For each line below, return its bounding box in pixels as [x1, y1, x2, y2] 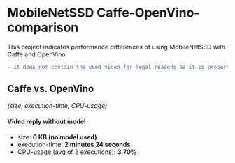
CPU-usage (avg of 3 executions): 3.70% [17, 148, 138, 156]
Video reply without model [7, 117, 86, 126]
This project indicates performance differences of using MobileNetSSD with [7, 42, 226, 51]
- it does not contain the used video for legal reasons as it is [7, 63, 205, 70]
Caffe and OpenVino [7, 50, 66, 59]
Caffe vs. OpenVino [7, 83, 94, 95]
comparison [7, 20, 79, 36]
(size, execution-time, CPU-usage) [7, 101, 108, 109]
